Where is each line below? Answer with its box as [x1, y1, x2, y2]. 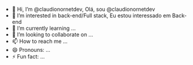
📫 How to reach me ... [11, 38, 68, 45]
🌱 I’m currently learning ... [11, 24, 76, 32]
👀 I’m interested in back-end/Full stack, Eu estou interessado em [11, 12, 171, 19]
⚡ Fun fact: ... [11, 53, 45, 60]
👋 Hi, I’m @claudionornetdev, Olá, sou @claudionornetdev [11, 6, 155, 13]
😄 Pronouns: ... [11, 47, 51, 53]
